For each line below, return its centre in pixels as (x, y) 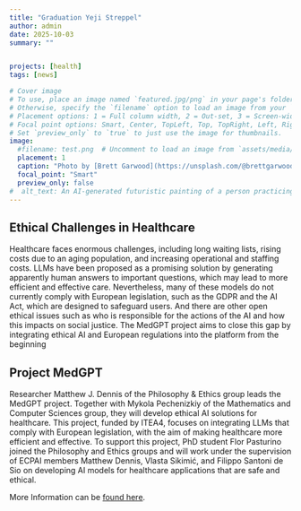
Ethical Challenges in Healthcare (102, 227)
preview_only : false (56, 183)
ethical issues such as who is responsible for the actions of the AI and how (147, 316)
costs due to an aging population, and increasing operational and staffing (144, 259)
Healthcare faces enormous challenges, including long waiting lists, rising (146, 249)
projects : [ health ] (46, 67)
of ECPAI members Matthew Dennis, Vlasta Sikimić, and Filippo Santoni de (146, 461)
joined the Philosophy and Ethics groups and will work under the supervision (150, 451)
